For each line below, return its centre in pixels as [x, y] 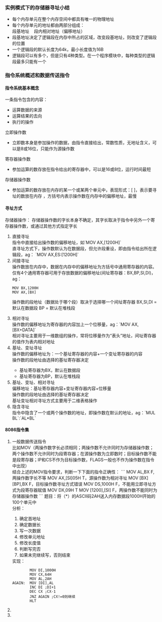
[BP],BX [20, 484]
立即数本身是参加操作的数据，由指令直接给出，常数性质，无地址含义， [82, 143]
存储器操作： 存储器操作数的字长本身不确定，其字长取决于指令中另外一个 [78, 220]
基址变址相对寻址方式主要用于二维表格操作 [55, 400]
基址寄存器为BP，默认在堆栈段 [50, 376]
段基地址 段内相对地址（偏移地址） [49, 31]
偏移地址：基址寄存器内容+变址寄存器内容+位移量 [62, 388]
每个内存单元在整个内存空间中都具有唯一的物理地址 [63, 19]
